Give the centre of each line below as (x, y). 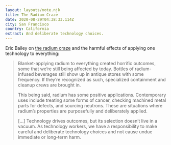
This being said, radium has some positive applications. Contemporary (92, 95)
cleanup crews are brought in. (49, 85)
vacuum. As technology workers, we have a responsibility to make (87, 126)
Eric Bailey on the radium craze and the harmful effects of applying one (80, 48)
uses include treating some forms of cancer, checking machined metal (92, 100)
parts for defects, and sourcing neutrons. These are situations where (90, 106)
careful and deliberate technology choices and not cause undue (85, 132)
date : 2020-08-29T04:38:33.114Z (40, 19)
